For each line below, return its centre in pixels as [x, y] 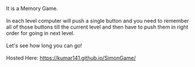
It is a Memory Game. [32, 8]
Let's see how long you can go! [44, 45]
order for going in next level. [40, 33]
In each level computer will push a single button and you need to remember [98, 21]
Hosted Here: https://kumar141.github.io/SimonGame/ [71, 58]
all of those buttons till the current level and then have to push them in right [97, 27]
